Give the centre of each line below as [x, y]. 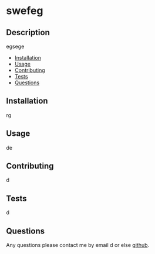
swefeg [25, 11]
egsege [15, 46]
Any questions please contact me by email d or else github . [78, 245]
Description [28, 32]
